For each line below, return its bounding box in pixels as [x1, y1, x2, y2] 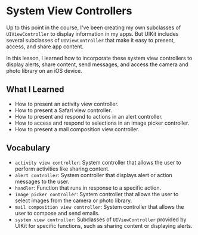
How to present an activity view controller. [14, 100, 119, 107]
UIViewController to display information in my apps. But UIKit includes [6, 30, 179, 37]
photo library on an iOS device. [6, 67, 82, 74]
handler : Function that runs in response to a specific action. [14, 184, 162, 191]
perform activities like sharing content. [14, 165, 110, 172]
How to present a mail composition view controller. [14, 125, 140, 132]
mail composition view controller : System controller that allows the [14, 203, 184, 210]
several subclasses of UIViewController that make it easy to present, [6, 36, 175, 44]
